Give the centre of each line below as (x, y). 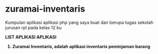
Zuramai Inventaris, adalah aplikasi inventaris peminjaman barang (81, 46)
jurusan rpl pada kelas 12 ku (33, 27)
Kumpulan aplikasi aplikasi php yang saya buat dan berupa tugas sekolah (79, 22)
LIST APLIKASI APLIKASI (31, 37)
